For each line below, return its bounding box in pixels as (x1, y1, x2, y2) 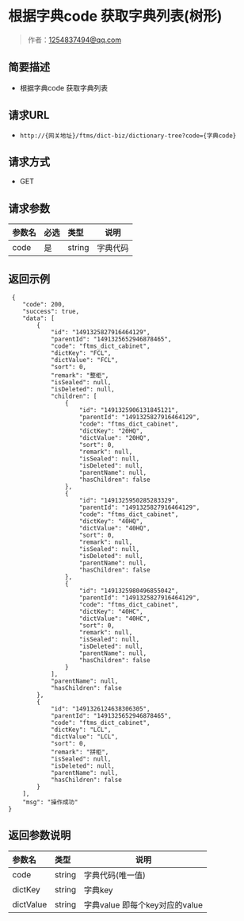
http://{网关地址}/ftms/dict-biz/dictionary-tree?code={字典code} (19, 132, 237, 140)
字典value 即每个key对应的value (83, 899, 204, 910)
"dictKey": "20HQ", (78, 427, 144, 435)
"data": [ (22, 314, 55, 322)
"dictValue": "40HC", (78, 615, 151, 622)
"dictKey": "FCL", (50, 349, 112, 357)
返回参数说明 (8, 829, 71, 842)
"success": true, (22, 307, 80, 315)
